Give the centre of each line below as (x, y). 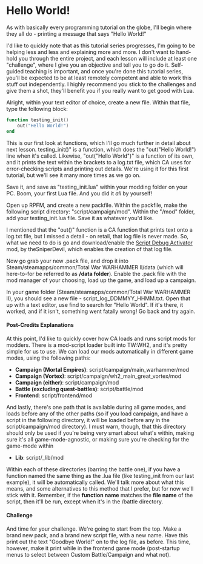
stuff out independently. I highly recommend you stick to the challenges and (101, 84)
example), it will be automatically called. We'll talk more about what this (95, 482)
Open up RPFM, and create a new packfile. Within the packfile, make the (97, 205)
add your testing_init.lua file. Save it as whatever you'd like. (80, 218)
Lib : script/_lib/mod (39, 457)
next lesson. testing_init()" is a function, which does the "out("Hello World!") (101, 149)
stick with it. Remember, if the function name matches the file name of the (100, 495)
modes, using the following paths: (48, 358)
